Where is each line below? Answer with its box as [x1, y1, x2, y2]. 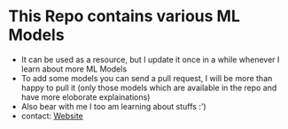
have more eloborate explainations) [20, 91, 151, 102]
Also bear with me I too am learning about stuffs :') [20, 101, 206, 111]
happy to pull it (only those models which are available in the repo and [20, 82, 277, 93]
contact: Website [20, 110, 83, 121]
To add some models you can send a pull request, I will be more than [20, 72, 273, 83]
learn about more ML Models [20, 64, 128, 74]
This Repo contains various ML [8, 6, 240, 27]
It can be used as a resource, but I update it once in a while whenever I [20, 54, 280, 64]
